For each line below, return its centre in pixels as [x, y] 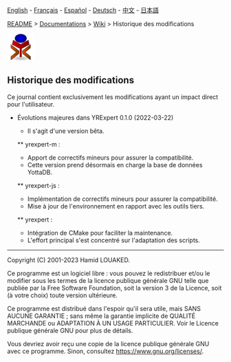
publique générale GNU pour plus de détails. [70, 330]
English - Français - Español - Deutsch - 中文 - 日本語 [83, 10]
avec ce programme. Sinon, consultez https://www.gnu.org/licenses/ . [106, 351]
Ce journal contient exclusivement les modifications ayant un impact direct [113, 97]
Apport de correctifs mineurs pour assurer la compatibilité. [110, 158]
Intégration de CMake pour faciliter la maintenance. [100, 233]
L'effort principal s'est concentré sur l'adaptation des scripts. [114, 240]
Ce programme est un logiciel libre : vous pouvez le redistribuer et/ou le [109, 273]
